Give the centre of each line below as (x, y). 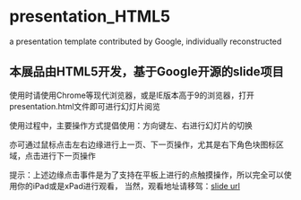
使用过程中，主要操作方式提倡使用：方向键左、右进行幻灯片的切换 (131, 125)
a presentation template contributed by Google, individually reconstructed (146, 41)
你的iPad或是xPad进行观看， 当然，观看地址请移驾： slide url (128, 186)
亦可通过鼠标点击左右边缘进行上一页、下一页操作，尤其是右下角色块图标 (142, 144)
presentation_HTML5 (90, 17)
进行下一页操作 (68, 155)
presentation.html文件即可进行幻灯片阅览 (85, 106)
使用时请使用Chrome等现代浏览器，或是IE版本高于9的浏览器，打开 (132, 95)
